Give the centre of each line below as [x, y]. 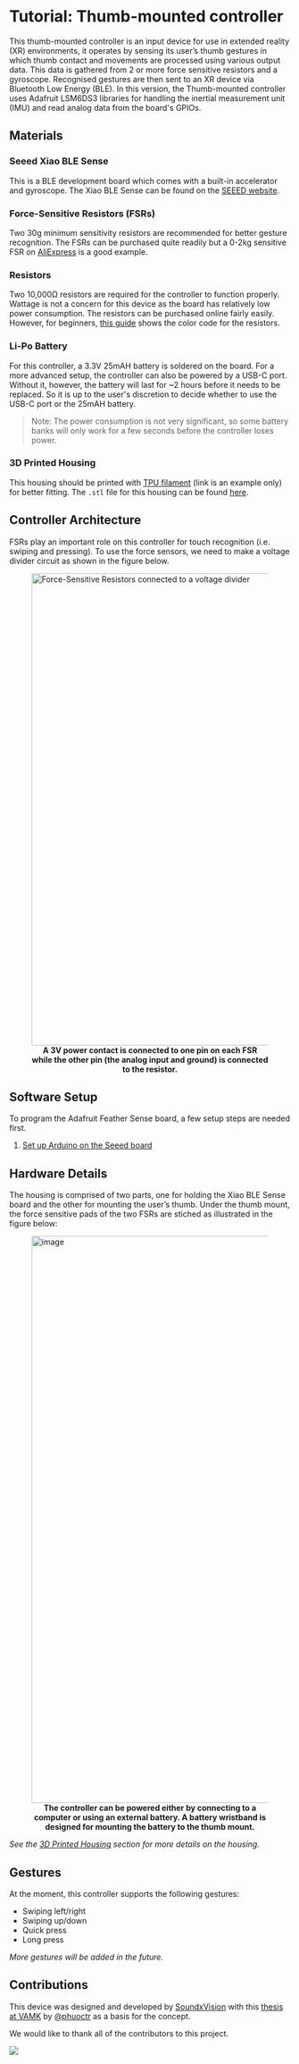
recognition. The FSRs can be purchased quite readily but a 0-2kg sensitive [148, 242]
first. [18, 1128]
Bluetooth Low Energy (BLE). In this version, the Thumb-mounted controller [148, 88]
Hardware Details [58, 1173]
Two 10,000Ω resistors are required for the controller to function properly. [144, 295]
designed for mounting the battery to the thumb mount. [150, 1827]
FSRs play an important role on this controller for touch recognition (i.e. [140, 542]
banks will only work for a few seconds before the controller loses [152, 430]
